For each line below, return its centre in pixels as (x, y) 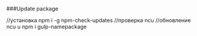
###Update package (32, 9)
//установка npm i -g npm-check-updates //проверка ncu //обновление (99, 20)
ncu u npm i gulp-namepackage (46, 27)
